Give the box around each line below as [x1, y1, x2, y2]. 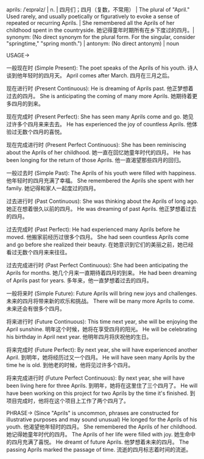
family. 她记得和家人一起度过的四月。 [6, 185, 99, 191]
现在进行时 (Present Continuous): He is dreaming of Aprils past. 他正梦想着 [6, 85, 194, 92]
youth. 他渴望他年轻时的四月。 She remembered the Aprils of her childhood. [6, 423, 197, 430]
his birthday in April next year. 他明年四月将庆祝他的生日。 [6, 333, 152, 340]
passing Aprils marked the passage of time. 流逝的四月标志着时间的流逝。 [6, 446, 192, 453]
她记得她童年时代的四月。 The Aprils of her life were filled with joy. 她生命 [6, 431, 191, 438]
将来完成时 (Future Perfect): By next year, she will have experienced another [6, 346, 198, 353]
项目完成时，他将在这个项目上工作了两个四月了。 [6, 397, 129, 404]
